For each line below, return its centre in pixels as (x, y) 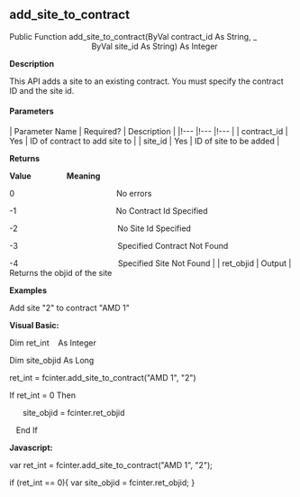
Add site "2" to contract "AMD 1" (70, 308)
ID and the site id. (42, 90)
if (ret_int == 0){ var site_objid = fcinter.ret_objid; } (102, 483)
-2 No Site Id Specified (100, 228)
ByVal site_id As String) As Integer (155, 46)
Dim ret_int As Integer (53, 343)
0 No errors (81, 194)
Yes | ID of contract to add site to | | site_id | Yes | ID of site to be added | (145, 141)
